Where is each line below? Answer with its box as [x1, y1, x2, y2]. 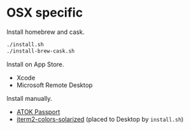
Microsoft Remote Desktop [16, 81, 93, 89]
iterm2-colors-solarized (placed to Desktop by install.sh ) [16, 115, 184, 123]
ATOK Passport [16, 107, 60, 115]
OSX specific [6, 5, 84, 21]
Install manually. [6, 94, 53, 102]
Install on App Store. [6, 60, 65, 68]
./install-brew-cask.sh [6, 47, 75, 55]
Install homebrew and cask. [6, 28, 85, 36]
